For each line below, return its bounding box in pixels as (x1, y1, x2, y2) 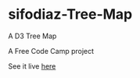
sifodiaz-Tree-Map (8, 5, 133, 23)
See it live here (8, 61, 56, 71)
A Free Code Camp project (8, 46, 95, 55)
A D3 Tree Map (8, 31, 57, 41)
